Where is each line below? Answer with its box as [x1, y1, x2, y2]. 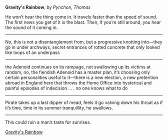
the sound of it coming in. [5, 24, 58, 30]
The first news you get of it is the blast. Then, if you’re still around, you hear [5, 19, 161, 25]
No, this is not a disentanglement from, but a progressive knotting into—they [5, 39, 162, 44]
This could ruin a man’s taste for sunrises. [5, 119, 91, 125]
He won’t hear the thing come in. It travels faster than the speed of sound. [5, 14, 157, 19]
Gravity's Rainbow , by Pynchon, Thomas [5, 4, 91, 10]
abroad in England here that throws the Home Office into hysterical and [5, 80, 152, 85]
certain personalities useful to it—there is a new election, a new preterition [5, 74, 158, 80]
